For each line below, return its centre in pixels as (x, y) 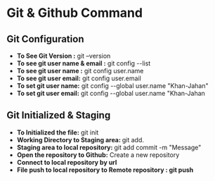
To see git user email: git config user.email (79, 78)
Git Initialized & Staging (59, 115)
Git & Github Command (75, 13)
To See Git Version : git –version (64, 56)
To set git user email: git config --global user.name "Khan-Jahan (111, 93)
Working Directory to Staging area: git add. (80, 139)
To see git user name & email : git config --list (84, 63)
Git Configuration (45, 39)
